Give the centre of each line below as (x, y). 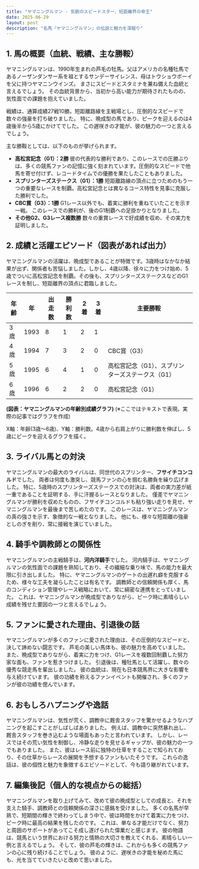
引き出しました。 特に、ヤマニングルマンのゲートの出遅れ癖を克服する (103, 575)
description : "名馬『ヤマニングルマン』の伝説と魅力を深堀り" (75, 28)
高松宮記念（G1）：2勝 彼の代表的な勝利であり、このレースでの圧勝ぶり (102, 159)
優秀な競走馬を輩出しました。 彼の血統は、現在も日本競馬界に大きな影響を (98, 669)
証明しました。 (33, 225)
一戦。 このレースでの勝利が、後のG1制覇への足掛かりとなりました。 (99, 210)
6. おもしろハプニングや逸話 (57, 705)
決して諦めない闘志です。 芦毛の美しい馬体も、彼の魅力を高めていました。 (97, 647)
